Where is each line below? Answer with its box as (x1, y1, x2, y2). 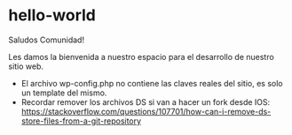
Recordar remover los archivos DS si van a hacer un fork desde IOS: (20, 96, 271, 107)
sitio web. (8, 61, 44, 71)
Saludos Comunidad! (8, 34, 85, 45)
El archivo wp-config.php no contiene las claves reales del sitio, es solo (20, 78, 283, 88)
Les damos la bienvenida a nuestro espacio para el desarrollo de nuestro (8, 51, 274, 62)
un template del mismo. (20, 87, 107, 98)
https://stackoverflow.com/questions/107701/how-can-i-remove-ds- (20, 106, 272, 116)
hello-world (8, 5, 97, 26)
